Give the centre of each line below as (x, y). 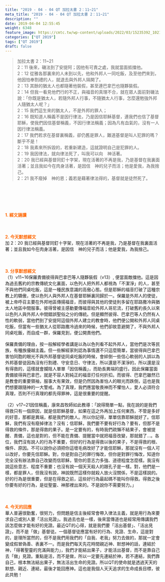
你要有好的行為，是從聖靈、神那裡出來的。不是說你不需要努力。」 (71, 485)
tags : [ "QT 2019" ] (24, 42)
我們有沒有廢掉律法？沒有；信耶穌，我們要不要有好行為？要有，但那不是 (87, 423)
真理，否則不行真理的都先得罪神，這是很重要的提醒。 (59, 393)
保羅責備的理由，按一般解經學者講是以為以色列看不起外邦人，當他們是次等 (80, 344)
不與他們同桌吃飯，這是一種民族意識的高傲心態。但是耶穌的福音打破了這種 (80, 290)
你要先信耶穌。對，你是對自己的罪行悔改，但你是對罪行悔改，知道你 (91, 454)
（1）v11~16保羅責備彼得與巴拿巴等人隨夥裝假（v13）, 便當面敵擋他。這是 (80, 277)
